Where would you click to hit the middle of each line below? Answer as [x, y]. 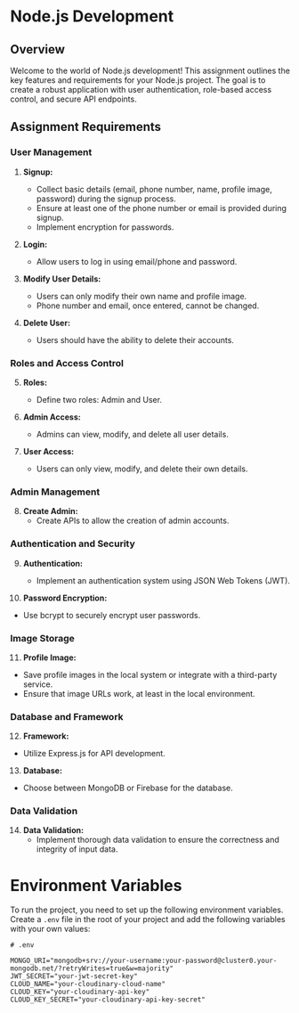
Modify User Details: [62, 279]
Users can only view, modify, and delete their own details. [142, 469]
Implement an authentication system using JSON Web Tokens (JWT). [163, 580]
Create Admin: [50, 511]
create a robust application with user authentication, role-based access [141, 90]
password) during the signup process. [106, 199]
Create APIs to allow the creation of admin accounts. [133, 521]
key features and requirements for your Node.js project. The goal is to [138, 80]
